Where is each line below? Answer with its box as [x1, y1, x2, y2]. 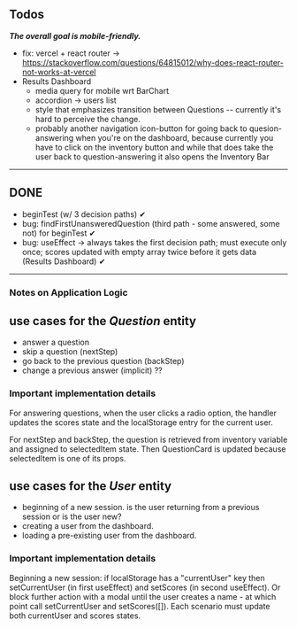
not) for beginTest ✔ [21, 228, 96, 238]
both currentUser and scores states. [9, 610, 141, 621]
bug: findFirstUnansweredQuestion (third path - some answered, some [21, 218, 280, 229]
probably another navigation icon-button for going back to [34, 123, 247, 134]
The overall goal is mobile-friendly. [9, 30, 141, 41]
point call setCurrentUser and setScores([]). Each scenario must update [9, 601, 270, 611]
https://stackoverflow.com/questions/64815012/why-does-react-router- [21, 57, 285, 67]
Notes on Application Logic [9, 286, 128, 298]
